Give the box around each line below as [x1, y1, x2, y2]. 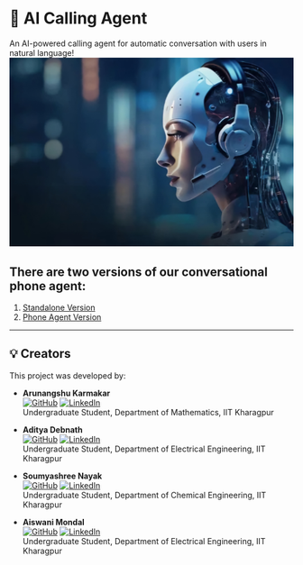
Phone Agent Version [22, 311, 102, 323]
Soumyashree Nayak [22, 470, 103, 481]
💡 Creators [9, 346, 71, 361]
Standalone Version [22, 302, 96, 313]
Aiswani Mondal [22, 516, 85, 527]
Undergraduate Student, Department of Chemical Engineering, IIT [22, 489, 267, 500]
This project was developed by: [9, 369, 126, 381]
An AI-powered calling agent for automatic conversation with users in [9, 38, 268, 49]
